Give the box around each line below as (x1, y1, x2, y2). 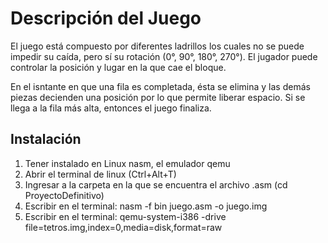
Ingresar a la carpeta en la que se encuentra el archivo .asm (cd (24, 178, 288, 191)
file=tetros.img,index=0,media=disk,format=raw (24, 221, 223, 233)
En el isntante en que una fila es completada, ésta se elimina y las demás (10, 80, 311, 92)
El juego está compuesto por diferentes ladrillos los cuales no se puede (10, 40, 305, 52)
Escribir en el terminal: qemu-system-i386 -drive (24, 210, 227, 222)
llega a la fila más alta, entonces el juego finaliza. (10, 102, 212, 114)
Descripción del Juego (10, 7, 202, 30)
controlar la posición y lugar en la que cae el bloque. (10, 61, 227, 73)
